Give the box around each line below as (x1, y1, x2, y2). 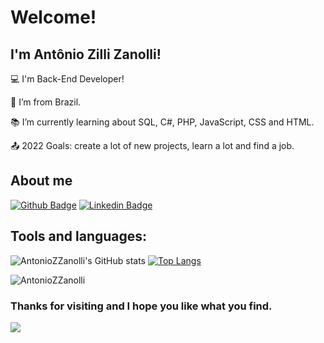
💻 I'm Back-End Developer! (10, 73, 125, 85)
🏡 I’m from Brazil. (10, 96, 82, 108)
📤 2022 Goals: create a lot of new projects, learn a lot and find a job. (10, 140, 295, 151)
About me (10, 172, 73, 190)
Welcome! (10, 6, 97, 29)
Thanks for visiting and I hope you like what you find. (10, 299, 273, 313)
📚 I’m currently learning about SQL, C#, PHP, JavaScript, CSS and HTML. (10, 116, 315, 128)
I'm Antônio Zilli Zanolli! (10, 46, 162, 63)
